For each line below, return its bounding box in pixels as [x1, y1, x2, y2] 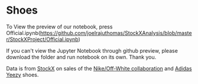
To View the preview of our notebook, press [6, 23, 113, 30]
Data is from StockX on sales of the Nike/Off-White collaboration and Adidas [6, 64, 192, 72]
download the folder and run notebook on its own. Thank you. [6, 53, 157, 60]
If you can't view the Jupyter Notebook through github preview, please [6, 47, 178, 54]
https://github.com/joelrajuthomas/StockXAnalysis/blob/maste [40, 29, 192, 36]
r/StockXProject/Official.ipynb [6, 35, 79, 43]
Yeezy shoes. [6, 71, 39, 78]
